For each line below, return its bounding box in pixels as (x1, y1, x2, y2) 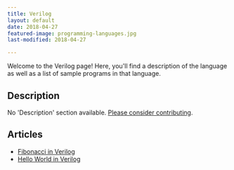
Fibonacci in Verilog (17, 147, 75, 155)
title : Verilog (7, 10, 52, 18)
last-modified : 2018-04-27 (7, 37, 86, 44)
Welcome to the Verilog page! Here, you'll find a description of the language (7, 62, 228, 70)
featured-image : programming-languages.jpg (7, 30, 137, 37)
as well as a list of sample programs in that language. (7, 70, 162, 78)
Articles (7, 129, 44, 140)
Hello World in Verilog (17, 155, 81, 163)
